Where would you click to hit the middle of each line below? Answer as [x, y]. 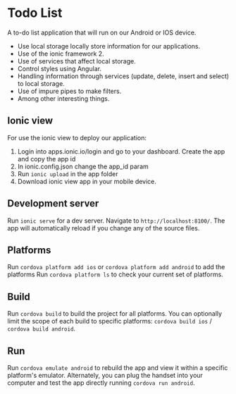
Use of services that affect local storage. [76, 61]
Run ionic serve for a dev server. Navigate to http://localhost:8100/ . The [116, 221]
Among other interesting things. [63, 98]
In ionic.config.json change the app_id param [83, 166]
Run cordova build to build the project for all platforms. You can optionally [115, 314]
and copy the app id [46, 159]
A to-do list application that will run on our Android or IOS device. [102, 32]
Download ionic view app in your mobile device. [87, 181]
